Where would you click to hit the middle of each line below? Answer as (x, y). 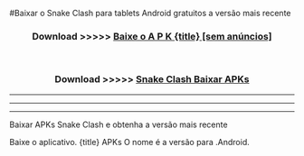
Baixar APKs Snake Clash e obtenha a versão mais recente (119, 124)
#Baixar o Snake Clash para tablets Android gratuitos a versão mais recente (150, 13)
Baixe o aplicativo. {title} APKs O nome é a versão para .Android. (130, 142)
